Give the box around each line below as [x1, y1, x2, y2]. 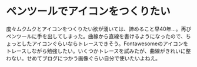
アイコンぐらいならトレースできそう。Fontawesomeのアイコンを [31, 40, 189, 47]
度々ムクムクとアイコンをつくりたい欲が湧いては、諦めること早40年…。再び [6, 25, 192, 32]
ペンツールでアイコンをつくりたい [6, 5, 171, 18]
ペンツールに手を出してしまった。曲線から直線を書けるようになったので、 [6, 32, 186, 39]
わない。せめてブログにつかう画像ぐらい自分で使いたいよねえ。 [6, 55, 161, 62]
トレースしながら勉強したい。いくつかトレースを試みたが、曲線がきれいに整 [6, 47, 191, 54]
